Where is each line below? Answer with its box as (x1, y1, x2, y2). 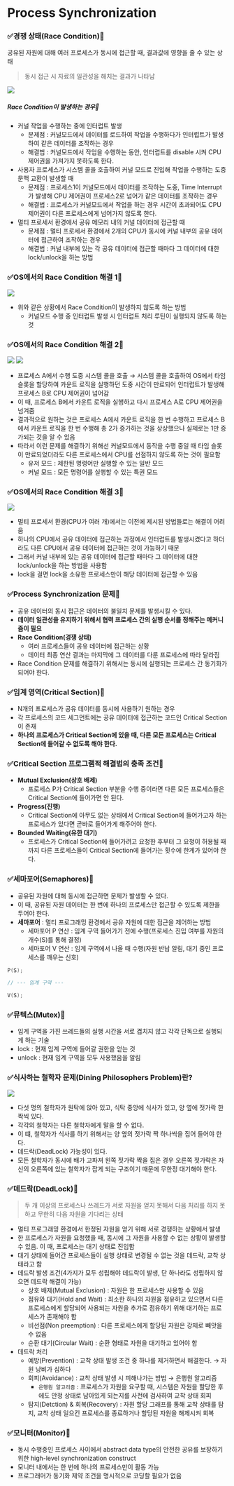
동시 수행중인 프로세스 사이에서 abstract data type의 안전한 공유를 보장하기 (17, 1445, 224, 1454)
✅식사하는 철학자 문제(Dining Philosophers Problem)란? (7, 1073, 193, 1083)
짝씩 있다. (17, 1112, 44, 1120)
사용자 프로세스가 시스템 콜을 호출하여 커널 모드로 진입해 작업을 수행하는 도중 (17, 166, 227, 174)
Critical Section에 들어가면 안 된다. (27, 794, 124, 802)
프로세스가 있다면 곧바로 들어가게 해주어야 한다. (27, 820, 157, 828)
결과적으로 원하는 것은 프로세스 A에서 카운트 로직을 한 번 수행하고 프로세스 (17, 415, 219, 424)
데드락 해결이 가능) (30, 1278, 82, 1286)
